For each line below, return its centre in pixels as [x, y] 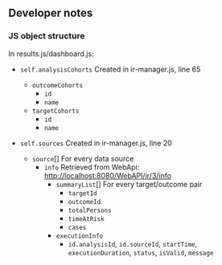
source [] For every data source [83, 158]
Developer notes [51, 13]
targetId [83, 193]
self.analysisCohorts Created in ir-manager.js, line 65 [110, 69]
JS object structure [47, 36]
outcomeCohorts [57, 85]
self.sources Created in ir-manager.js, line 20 [96, 143]
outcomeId [84, 202]
